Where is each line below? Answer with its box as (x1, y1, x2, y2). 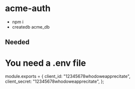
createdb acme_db (12, 24, 50, 30)
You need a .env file (5, 58, 86, 68)
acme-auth (5, 3, 51, 14)
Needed (5, 38, 30, 46)
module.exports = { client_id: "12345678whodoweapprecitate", (5, 74, 131, 79)
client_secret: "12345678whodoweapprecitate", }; (5, 78, 104, 85)
